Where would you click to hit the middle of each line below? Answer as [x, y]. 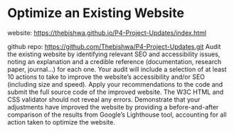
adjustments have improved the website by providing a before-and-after [113, 107]
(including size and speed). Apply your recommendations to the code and [115, 84]
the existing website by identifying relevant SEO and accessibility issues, [114, 54]
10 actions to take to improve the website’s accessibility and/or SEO [106, 77]
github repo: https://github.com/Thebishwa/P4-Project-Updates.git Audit [114, 46]
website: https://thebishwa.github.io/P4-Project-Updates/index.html [107, 33]
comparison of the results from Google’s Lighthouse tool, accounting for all [117, 115]
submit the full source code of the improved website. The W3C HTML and [116, 92]
